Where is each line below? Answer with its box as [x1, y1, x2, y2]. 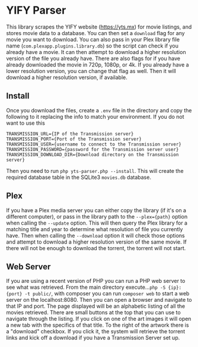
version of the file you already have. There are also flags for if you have [6, 55, 181, 62]
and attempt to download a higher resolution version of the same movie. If [6, 238, 187, 245]
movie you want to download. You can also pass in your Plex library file [6, 36, 180, 43]
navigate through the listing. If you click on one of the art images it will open [6, 316, 191, 323]
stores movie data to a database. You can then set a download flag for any [6, 29, 185, 36]
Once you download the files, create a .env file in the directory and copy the [6, 106, 192, 113]
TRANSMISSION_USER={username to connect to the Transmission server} [6, 141, 182, 147]
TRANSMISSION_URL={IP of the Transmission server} [6, 131, 134, 137]
